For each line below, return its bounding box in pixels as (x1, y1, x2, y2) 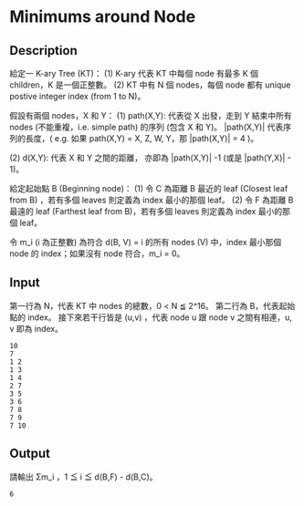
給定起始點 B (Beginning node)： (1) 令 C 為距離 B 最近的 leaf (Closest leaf (9, 183, 288, 193)
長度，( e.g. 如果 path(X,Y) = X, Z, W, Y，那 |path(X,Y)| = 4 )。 (25, 133, 259, 143)
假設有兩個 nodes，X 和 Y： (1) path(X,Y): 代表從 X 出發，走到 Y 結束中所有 (9, 110, 292, 120)
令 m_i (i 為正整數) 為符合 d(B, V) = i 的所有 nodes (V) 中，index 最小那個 (9, 237, 281, 247)
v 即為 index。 (9, 323, 64, 334)
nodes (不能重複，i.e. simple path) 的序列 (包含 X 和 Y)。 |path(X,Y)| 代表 (9, 121, 284, 132)
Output (9, 446, 50, 461)
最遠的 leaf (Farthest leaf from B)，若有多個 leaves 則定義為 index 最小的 (9, 206, 283, 216)
